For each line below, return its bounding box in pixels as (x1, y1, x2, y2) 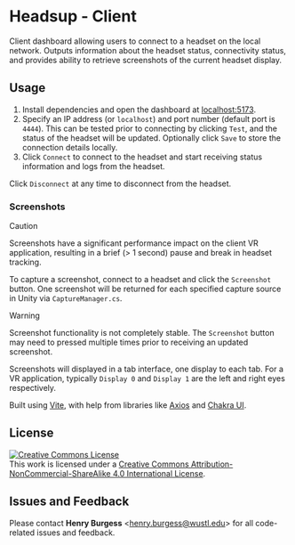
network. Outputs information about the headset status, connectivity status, (9, 45, 287, 55)
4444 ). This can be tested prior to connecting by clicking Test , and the (21, 123, 278, 134)
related (9, 527, 36, 538)
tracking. (9, 256, 42, 268)
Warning (9, 310, 40, 321)
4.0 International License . (112, 468, 206, 478)
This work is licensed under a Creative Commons (9, 459, 189, 469)
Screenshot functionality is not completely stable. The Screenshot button (9, 328, 275, 338)
